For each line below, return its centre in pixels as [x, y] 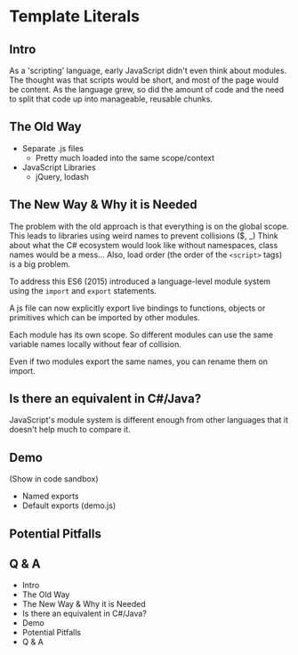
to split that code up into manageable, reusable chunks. [111, 99]
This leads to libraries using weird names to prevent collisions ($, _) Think [144, 235]
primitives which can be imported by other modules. [105, 317]
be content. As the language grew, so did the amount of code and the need [147, 89]
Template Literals [75, 16]
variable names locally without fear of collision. [96, 344]
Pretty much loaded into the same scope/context [125, 158]
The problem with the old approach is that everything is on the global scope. [149, 226]
